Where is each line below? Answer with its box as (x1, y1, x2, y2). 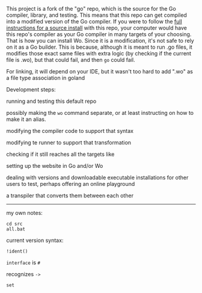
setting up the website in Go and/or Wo (6, 162, 103, 169)
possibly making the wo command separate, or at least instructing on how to (6, 109, 194, 116)
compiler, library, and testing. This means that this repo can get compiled (6, 11, 188, 19)
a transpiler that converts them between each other (6, 192, 134, 199)
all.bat (6, 226, 26, 232)
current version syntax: (6, 237, 64, 244)
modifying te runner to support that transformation (6, 139, 131, 146)
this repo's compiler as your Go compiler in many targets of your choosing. (6, 31, 192, 38)
